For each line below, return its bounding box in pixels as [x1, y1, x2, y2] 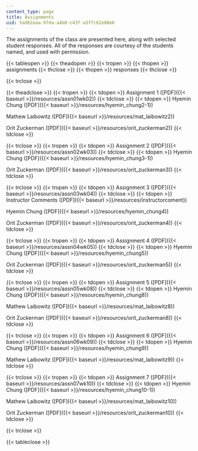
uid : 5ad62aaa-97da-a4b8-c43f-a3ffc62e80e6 [6, 20, 115, 25]
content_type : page [6, 8, 54, 15]
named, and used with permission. [6, 48, 90, 56]
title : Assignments [6, 14, 54, 20]
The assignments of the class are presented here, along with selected [6, 36, 176, 43]
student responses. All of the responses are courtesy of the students [6, 42, 174, 49]
